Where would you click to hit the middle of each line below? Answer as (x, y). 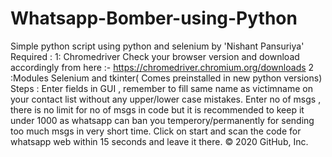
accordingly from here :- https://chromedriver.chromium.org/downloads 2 (162, 67)
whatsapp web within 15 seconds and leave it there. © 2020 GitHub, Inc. (159, 141)
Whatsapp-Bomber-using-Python (154, 18)
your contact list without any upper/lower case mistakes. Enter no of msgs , (166, 99)
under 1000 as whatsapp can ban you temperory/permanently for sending (162, 120)
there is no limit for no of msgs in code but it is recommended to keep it (157, 109)
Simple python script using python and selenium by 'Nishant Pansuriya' (157, 46)
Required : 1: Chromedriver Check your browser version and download (155, 56)
